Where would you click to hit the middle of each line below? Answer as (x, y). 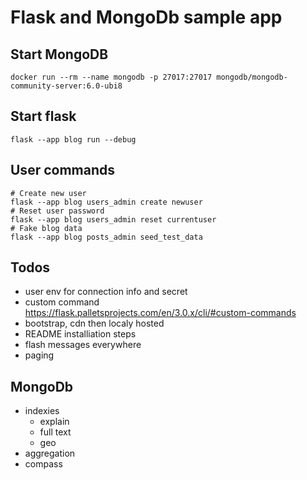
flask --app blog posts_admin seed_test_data (106, 237)
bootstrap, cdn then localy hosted (94, 323)
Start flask (43, 116)
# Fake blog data (46, 228)
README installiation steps (80, 334)
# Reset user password (57, 211)
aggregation (50, 453)
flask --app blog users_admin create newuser (106, 202)
